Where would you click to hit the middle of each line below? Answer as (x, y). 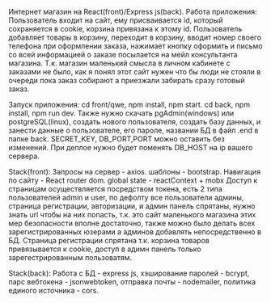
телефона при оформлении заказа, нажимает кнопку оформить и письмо (135, 46)
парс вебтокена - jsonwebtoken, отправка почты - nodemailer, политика (132, 282)
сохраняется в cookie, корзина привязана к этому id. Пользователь (125, 29)
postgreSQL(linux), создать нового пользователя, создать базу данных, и (135, 122)
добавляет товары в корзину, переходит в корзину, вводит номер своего (135, 37)
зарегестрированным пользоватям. (70, 257)
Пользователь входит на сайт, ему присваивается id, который (116, 20)
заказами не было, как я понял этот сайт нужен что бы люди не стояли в (135, 72)
